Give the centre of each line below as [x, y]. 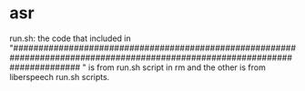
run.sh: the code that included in [70, 38]
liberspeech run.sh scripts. [60, 76]
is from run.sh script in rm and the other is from [177, 67]
